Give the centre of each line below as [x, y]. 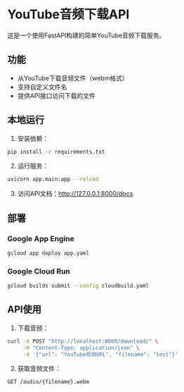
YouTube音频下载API [68, 14]
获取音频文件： [39, 369]
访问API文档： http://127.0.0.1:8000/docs [75, 194]
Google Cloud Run [39, 271]
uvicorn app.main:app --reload [53, 179]
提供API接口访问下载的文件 [57, 95]
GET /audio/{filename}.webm [48, 382]
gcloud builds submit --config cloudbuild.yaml [78, 286]
